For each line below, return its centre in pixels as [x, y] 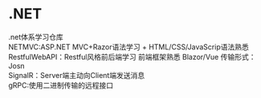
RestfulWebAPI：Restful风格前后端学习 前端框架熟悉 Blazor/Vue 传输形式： [132, 57]
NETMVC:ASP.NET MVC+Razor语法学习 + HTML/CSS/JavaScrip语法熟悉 [128, 47]
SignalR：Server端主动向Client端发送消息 [77, 75]
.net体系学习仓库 [36, 37]
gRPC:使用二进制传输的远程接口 [61, 85]
